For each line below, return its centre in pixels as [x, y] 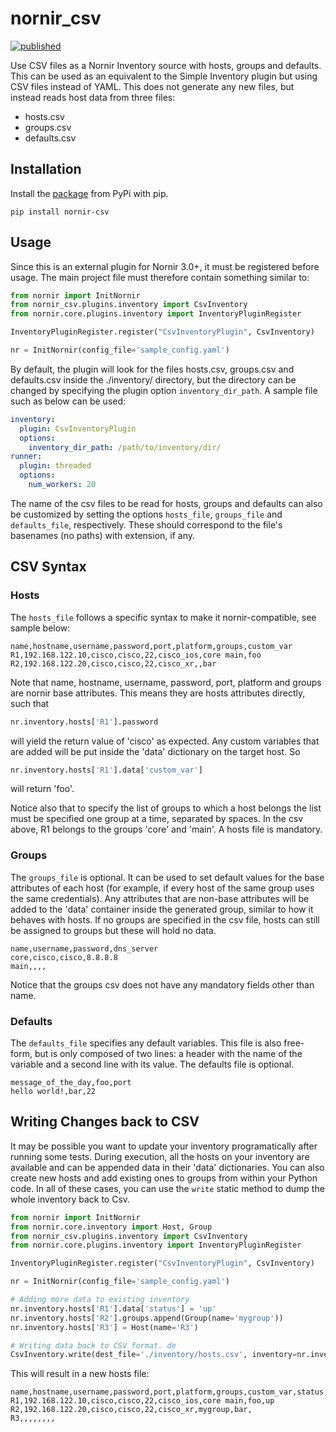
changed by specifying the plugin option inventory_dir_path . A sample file [164, 390]
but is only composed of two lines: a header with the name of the [168, 1053]
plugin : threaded [55, 466]
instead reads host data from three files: [93, 97]
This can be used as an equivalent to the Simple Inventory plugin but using [164, 76]
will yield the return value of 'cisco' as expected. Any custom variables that [165, 741]
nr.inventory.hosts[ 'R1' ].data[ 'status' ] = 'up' [113, 1308]
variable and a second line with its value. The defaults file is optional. [152, 1064]
